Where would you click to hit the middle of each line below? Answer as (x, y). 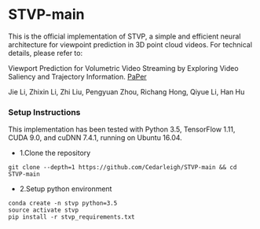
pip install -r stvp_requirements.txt (71, 217)
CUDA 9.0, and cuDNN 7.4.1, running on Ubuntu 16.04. (95, 138)
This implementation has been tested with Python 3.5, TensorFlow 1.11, (122, 129)
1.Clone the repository (55, 153)
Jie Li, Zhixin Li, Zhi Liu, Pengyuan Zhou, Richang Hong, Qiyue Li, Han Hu (126, 91)
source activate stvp (44, 210)
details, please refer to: (46, 53)
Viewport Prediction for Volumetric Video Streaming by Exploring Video (123, 68)
